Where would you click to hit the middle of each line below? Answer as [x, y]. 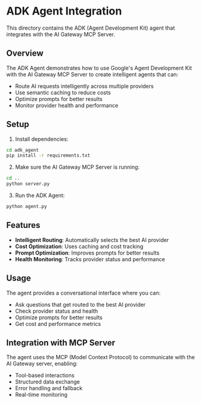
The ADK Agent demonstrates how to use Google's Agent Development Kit [99, 68]
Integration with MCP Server [61, 343]
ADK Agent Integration [64, 11]
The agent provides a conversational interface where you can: [84, 293]
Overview [25, 54]
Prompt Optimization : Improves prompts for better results [87, 253]
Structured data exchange [47, 382]
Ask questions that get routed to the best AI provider [80, 304]
